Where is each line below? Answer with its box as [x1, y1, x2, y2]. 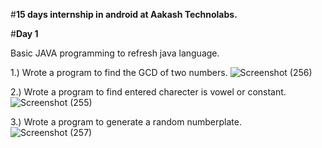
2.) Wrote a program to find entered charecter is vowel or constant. [10, 86, 287, 98]
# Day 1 [10, 28, 39, 39]
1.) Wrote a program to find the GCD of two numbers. [10, 67, 228, 78]
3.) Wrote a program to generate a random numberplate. [10, 116, 242, 128]
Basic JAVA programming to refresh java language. [10, 47, 220, 59]
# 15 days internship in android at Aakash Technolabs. [10, 9, 238, 20]
